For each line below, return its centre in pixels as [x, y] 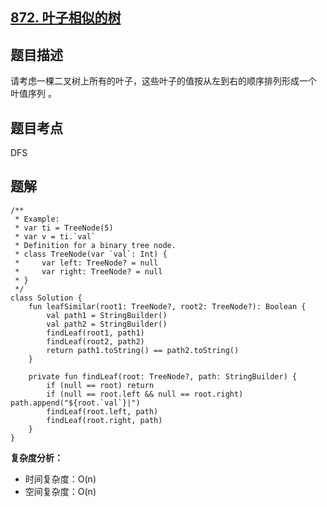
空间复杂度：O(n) [60, 491]
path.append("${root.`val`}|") [75, 403]
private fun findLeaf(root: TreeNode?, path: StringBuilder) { [163, 376]
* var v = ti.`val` [55, 236]
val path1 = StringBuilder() [107, 315]
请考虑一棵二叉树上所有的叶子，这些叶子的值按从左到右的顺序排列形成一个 [163, 81]
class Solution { [46, 298]
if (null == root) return [100, 385]
